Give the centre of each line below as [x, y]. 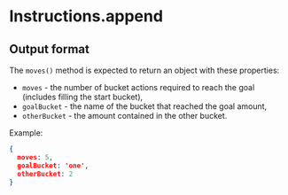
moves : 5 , [35, 157]
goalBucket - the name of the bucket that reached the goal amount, [144, 106]
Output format [50, 49]
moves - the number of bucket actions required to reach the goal [138, 87]
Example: [26, 133]
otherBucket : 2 [45, 174]
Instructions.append [86, 16]
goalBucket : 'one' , [53, 166]
